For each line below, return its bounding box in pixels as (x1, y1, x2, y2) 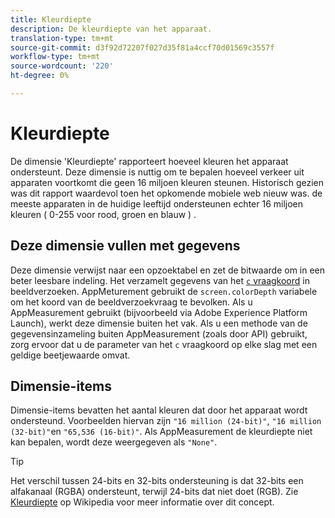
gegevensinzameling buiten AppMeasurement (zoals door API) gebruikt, (10, 327, 308, 340)
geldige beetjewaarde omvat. (10, 349, 131, 361)
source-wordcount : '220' (10, 61, 114, 71)
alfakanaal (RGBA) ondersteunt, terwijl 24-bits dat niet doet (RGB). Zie (10, 486, 299, 498)
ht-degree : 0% (10, 71, 70, 81)
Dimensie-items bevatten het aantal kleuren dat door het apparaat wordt (10, 404, 308, 416)
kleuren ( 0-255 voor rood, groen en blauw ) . (10, 208, 197, 220)
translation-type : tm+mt (10, 33, 114, 43)
